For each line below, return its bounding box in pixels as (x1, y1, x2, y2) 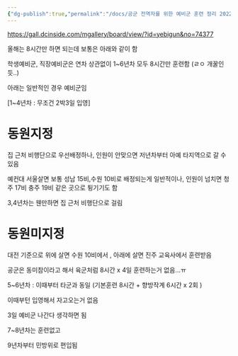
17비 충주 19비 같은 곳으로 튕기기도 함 (14, 183, 118, 192)
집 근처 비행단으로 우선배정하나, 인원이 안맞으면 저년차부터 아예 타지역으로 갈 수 (7, 150, 227, 159)
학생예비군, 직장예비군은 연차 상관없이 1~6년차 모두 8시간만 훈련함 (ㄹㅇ (7, 59, 205, 68)
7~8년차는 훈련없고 (7, 326, 61, 334)
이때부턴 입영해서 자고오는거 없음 (7, 295, 99, 304)
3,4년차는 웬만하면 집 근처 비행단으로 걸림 (7, 198, 123, 207)
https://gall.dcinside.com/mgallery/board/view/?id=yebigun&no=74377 (7, 30, 214, 38)
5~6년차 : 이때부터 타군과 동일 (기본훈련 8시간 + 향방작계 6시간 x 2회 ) (7, 280, 203, 289)
